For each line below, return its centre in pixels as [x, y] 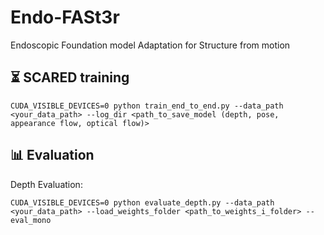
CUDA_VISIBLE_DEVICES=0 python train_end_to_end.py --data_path [147, 106]
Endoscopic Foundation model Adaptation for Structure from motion [150, 45]
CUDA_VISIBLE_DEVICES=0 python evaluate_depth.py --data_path [142, 202]
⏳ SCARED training [70, 77]
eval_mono [31, 220]
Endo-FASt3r [65, 17]
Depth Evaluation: [46, 184]
